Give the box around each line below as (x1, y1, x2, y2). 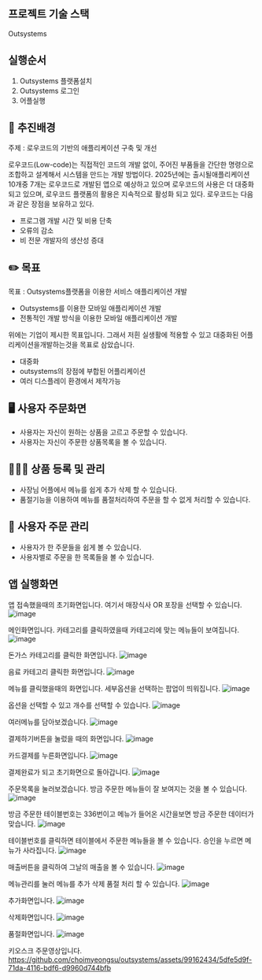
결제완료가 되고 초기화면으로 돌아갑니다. (8, 767, 131, 777)
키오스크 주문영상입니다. (8, 945, 83, 955)
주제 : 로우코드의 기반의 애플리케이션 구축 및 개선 (8, 143, 157, 153)
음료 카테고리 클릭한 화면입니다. (8, 667, 105, 676)
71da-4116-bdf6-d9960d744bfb (8, 963, 112, 972)
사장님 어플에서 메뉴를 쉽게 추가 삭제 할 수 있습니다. (19, 485, 177, 494)
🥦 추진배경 (8, 121, 57, 135)
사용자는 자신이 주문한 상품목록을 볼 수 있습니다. (19, 438, 167, 447)
